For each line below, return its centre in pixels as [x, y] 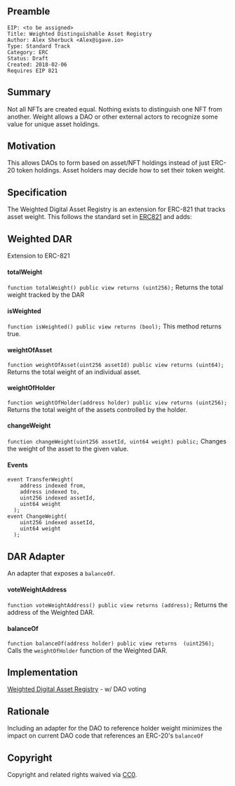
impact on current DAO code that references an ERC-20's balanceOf [105, 735]
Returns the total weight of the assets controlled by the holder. [98, 409]
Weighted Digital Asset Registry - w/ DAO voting [77, 689]
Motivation [32, 146]
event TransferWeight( [40, 480]
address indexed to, [50, 492]
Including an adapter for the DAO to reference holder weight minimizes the [115, 728]
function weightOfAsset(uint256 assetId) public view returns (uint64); [116, 365]
